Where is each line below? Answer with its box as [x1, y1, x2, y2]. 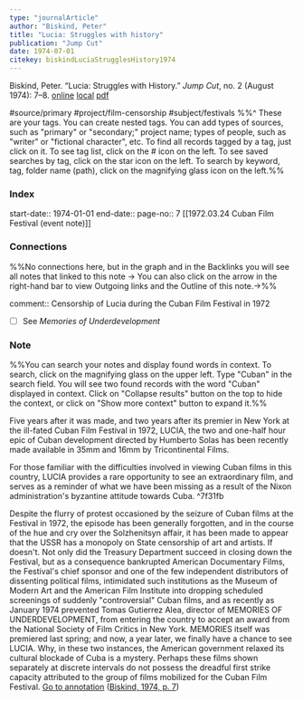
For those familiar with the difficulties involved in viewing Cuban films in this [9, 461, 292, 472]
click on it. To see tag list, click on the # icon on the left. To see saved [9, 146, 269, 157]
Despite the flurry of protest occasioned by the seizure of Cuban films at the [9, 508, 294, 519]
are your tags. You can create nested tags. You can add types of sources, [9, 117, 284, 128]
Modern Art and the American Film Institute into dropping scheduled [9, 585, 264, 596]
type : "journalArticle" [9, 13, 99, 23]
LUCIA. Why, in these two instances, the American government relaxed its [9, 642, 285, 653]
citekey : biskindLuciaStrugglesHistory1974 [9, 55, 176, 64]
